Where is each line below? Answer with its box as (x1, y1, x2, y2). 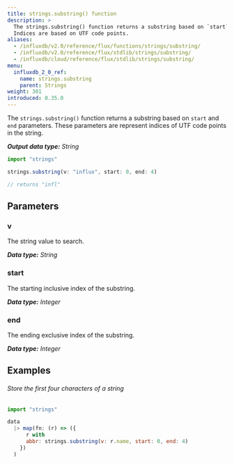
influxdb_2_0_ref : (13, 68, 68, 75)
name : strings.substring (19, 75, 92, 82)
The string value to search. (7, 237, 85, 245)
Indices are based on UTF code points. (13, 29, 130, 37)
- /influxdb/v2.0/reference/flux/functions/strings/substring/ (13, 43, 201, 50)
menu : (7, 62, 23, 69)
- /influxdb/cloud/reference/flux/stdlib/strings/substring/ (13, 56, 195, 63)
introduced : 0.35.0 (7, 95, 64, 102)
